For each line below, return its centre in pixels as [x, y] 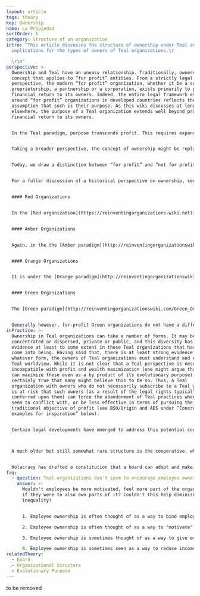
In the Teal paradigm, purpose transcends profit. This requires [94, 133]
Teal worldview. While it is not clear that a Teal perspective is [97, 364]
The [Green [25, 309]
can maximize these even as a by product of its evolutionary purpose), [104, 375]
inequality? [37, 500]
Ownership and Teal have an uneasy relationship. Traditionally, [94, 72]
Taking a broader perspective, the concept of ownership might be [96, 149]
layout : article [26, 12]
